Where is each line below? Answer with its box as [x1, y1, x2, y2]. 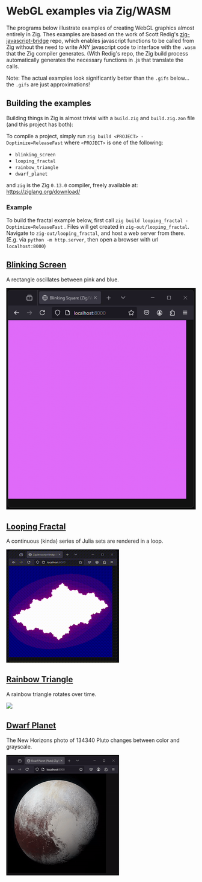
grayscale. [6, 743, 32, 750]
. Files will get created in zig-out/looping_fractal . [64, 223, 189, 231]
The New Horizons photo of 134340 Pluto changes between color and [6, 737, 180, 744]
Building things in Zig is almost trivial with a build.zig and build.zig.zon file [6, 114, 195, 121]
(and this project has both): [6, 121, 73, 128]
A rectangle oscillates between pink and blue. [6, 276, 119, 283]
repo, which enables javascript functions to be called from [50, 37, 194, 44]
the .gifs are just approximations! [6, 80, 90, 88]
